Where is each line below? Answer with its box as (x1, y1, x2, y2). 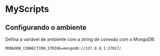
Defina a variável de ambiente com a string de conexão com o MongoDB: (5, 36, 156, 42)
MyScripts (5, 3, 49, 15)
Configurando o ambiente (5, 23, 87, 32)
